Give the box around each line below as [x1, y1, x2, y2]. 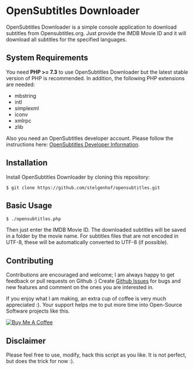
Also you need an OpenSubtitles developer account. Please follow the [6, 135, 174, 142]
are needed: [6, 81, 35, 88]
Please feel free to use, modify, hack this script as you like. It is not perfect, [6, 351, 186, 358]
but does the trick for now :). [6, 358, 75, 364]
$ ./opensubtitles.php [6, 216, 61, 222]
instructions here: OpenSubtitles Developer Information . [6, 141, 140, 148]
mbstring [14, 92, 37, 99]
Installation [6, 158, 48, 168]
